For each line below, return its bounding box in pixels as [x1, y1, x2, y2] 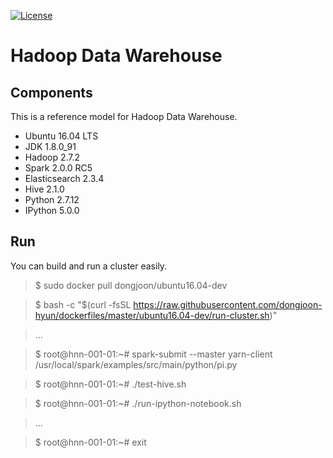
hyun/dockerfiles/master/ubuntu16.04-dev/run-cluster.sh [34, 309, 270, 321]
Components [10, 84, 93, 101]
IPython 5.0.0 [24, 205, 80, 216]
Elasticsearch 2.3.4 [24, 173, 105, 184]
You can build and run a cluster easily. [10, 260, 168, 272]
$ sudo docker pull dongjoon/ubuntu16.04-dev [34, 279, 228, 291]
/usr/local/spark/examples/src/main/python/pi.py [34, 358, 238, 370]
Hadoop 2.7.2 [24, 151, 81, 163]
